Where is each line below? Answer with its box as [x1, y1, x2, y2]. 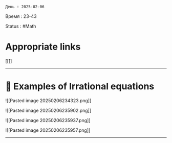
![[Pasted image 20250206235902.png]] [5, 107, 92, 113]
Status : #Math [5, 23, 36, 29]
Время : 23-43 [5, 13, 37, 19]
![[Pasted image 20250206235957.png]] [5, 127, 91, 133]
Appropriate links [5, 41, 81, 53]
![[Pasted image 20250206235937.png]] [5, 117, 91, 123]
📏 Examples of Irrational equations [5, 81, 155, 92]
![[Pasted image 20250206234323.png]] [5, 97, 92, 104]
